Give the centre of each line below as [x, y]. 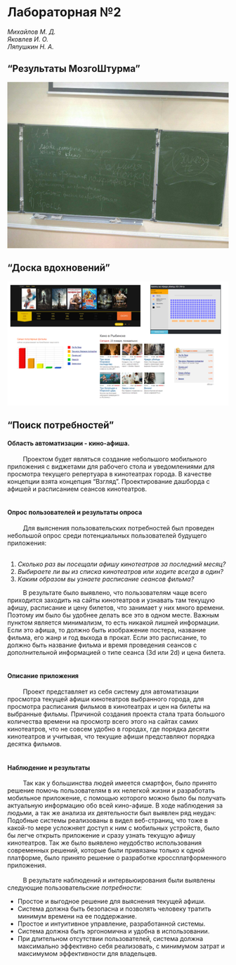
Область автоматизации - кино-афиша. [68, 443]
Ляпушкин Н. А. [31, 46]
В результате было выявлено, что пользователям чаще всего [115, 592]
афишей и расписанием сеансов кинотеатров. [77, 489]
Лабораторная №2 [64, 12]
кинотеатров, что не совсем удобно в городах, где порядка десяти [108, 729]
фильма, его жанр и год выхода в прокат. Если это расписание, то [107, 637]
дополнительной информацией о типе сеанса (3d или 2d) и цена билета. [117, 652]
